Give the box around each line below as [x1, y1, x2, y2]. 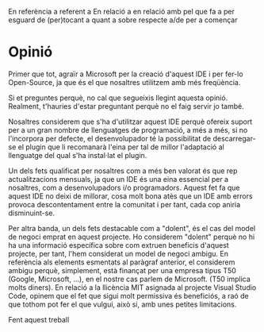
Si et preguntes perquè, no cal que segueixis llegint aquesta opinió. [8, 93, 228, 102]
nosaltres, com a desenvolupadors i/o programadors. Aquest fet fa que [8, 183, 240, 192]
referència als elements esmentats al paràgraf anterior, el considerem [8, 257, 235, 267]
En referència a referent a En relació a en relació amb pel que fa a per [8, 7, 235, 16]
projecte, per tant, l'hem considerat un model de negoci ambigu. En [8, 249, 228, 258]
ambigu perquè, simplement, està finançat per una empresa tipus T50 [8, 265, 236, 275]
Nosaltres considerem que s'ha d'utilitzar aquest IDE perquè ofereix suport [8, 117, 253, 126]
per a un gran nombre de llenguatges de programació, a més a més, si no [8, 125, 248, 134]
